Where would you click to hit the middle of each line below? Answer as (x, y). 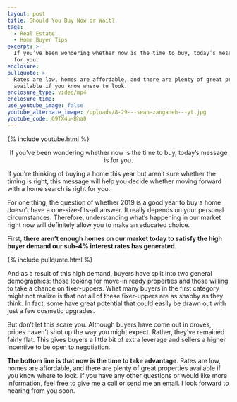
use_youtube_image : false (45, 106)
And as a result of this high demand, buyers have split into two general (110, 273)
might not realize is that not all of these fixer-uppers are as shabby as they (115, 296)
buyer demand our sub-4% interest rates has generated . (92, 246)
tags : (15, 27)
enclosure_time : (31, 99)
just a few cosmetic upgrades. (51, 310)
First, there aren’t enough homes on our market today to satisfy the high (115, 238)
